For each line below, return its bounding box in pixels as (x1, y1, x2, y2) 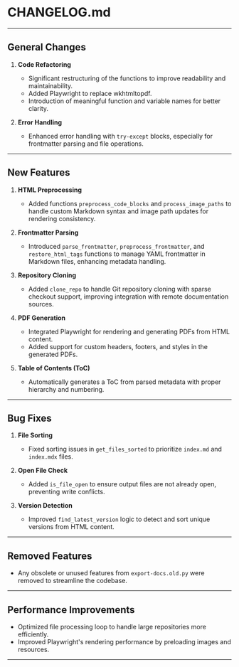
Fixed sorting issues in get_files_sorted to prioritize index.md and (28, 445, 223, 454)
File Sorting (17, 431, 53, 439)
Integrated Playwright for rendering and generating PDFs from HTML (28, 327, 230, 336)
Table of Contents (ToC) (17, 363, 90, 372)
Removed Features (7, 550, 92, 562)
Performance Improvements (7, 604, 135, 616)
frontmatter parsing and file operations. (28, 139, 144, 148)
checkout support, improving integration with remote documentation (28, 292, 229, 301)
